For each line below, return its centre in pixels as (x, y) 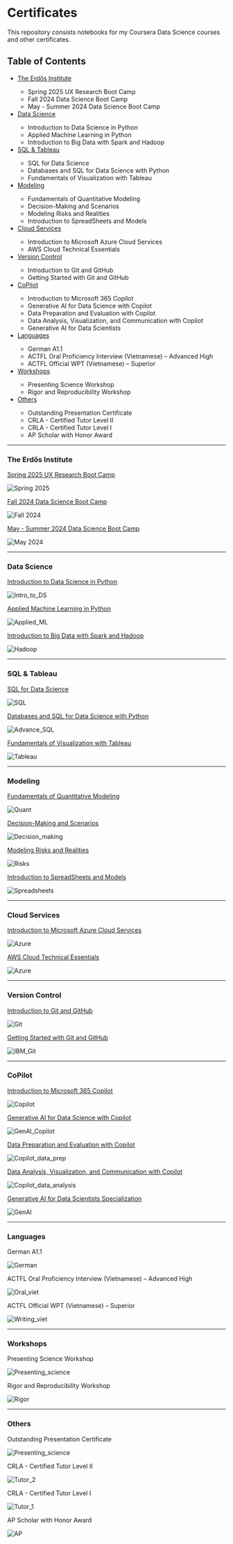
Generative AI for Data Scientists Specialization (75, 1198)
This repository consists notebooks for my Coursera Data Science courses (114, 32)
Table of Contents (47, 62)
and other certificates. (39, 39)
